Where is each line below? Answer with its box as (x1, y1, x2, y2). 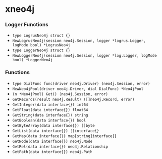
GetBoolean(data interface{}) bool (12, 118, 86, 123)
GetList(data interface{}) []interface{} (12, 128, 99, 133)
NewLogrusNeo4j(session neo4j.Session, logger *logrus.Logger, (12, 39, 146, 43)
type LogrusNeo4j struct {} (12, 33, 70, 38)
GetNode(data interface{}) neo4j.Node (12, 139, 93, 144)
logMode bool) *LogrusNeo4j (12, 43, 70, 48)
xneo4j (5, 3, 35, 15)
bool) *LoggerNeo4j (12, 58, 53, 63)
